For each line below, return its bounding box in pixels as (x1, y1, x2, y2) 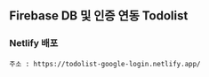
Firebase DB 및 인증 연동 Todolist (9, 8, 189, 24)
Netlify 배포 (9, 37, 59, 50)
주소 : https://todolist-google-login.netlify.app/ (9, 59, 202, 68)
